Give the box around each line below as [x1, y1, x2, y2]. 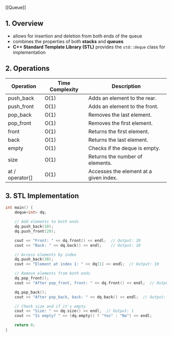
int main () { [5, 205, 33, 210]
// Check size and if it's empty [14, 304, 86, 309]
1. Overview [5, 19, 44, 28]
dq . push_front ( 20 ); [14, 229, 56, 234]
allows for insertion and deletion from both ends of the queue [12, 33, 142, 39]
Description [112, 82, 141, 89]
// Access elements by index [14, 252, 77, 257]
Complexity [49, 86, 78, 93]
